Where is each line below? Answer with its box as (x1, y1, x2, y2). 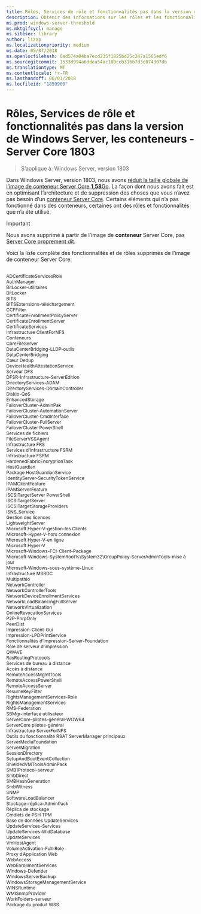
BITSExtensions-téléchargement (6, 300, 75, 307)
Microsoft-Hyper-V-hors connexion (6, 531, 81, 538)
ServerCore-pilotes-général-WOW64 (6, 716, 85, 722)
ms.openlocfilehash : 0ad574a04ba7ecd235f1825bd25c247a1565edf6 (6, 53, 167, 59)
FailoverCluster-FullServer (6, 418, 62, 425)
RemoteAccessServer (6, 682, 52, 689)
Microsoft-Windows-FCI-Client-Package (6, 548, 92, 554)
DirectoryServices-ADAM (6, 379, 60, 386)
